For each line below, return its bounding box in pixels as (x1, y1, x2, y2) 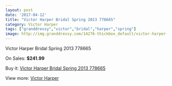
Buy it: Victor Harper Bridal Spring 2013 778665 (5, 65, 106, 71)
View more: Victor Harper (5, 75, 59, 81)
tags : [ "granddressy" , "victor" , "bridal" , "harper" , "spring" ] (5, 27, 137, 32)
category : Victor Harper (5, 21, 58, 27)
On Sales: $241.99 (5, 55, 45, 61)
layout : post (5, 7, 33, 13)
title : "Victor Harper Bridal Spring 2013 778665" (5, 17, 116, 22)
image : (5, 31, 19, 36)
